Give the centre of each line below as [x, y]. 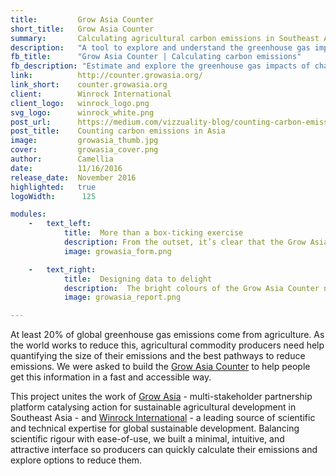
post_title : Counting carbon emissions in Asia [118, 131]
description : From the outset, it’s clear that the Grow [185, 242]
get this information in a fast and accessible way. [111, 377]
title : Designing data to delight [138, 279]
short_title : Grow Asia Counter [82, 29]
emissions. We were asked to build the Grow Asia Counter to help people [160, 367]
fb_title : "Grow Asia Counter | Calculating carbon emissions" [156, 57]
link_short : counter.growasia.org [89, 85]
